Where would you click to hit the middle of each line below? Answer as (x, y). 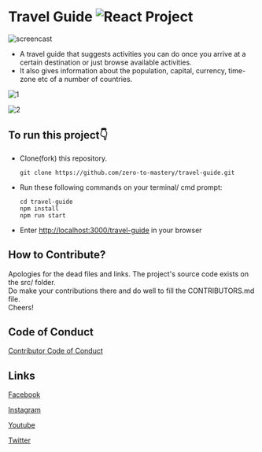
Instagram (24, 410)
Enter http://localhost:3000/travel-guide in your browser (111, 230)
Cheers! (21, 307)
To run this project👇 (58, 135)
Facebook (24, 395)
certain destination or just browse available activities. (105, 62)
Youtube (22, 425)
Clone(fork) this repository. (63, 158)
